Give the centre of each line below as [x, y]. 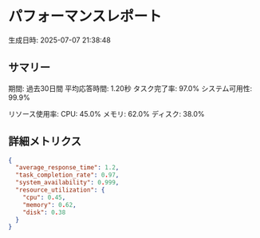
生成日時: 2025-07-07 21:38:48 [60, 40]
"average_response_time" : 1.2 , [67, 168]
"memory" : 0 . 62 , [50, 204]
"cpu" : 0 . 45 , [44, 197]
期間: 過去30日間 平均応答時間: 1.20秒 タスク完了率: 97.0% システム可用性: [130, 88]
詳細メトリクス [45, 142]
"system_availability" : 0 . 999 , [67, 183]
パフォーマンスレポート [85, 16]
